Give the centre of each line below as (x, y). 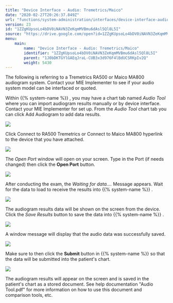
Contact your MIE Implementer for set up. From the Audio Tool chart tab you (86, 109)
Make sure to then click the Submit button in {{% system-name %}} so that (85, 254)
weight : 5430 (38, 63)
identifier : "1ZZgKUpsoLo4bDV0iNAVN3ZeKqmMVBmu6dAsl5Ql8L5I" (91, 53)
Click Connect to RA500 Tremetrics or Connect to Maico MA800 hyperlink (84, 134)
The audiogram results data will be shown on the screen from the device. (83, 209)
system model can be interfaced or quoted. (51, 88)
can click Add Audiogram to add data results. (53, 115)
